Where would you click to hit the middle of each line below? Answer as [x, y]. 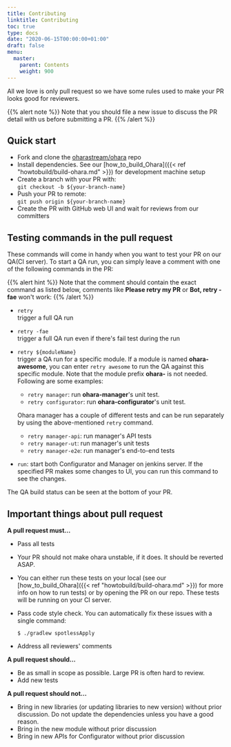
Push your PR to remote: [52, 194]
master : [24, 59]
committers [33, 216]
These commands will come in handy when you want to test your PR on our [114, 254]
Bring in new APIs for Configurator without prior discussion [101, 736]
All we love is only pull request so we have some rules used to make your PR [115, 91]
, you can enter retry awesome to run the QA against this [125, 367]
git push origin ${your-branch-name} [71, 202]
